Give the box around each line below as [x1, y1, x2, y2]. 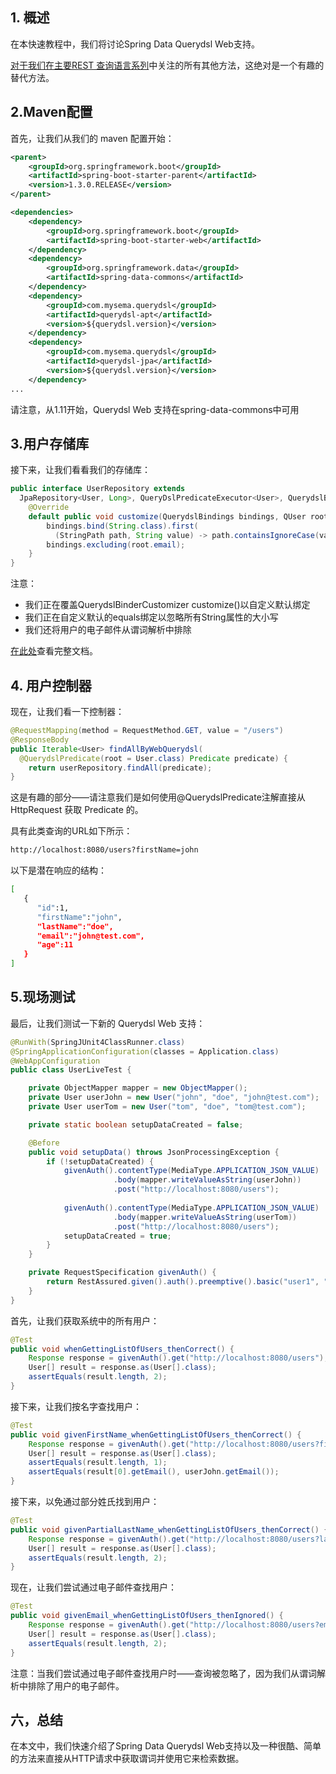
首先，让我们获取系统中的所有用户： [10, 1314, 160, 1327]
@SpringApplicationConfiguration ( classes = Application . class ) [10, 1046, 280, 1057]
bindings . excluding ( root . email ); [46, 539, 186, 550]
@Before [28, 1138, 60, 1148]
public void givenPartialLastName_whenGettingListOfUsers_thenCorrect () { [10, 1524, 329, 1535]
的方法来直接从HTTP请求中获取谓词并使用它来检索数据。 [10, 1753, 245, 1765]
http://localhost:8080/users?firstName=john [10, 845, 199, 855]
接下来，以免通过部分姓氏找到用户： [10, 1496, 160, 1508]
